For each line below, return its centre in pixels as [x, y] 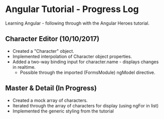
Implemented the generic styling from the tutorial [63, 111]
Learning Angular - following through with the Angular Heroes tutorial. [77, 23]
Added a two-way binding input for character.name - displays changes [86, 62]
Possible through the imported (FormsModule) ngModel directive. [88, 72]
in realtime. [24, 67]
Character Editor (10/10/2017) [52, 39]
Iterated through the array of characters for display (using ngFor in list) [86, 105]
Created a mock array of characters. [50, 100]
